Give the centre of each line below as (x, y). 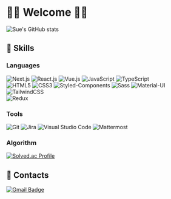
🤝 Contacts (28, 175)
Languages (23, 66)
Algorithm (22, 143)
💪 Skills (20, 48)
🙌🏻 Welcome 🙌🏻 (47, 12)
